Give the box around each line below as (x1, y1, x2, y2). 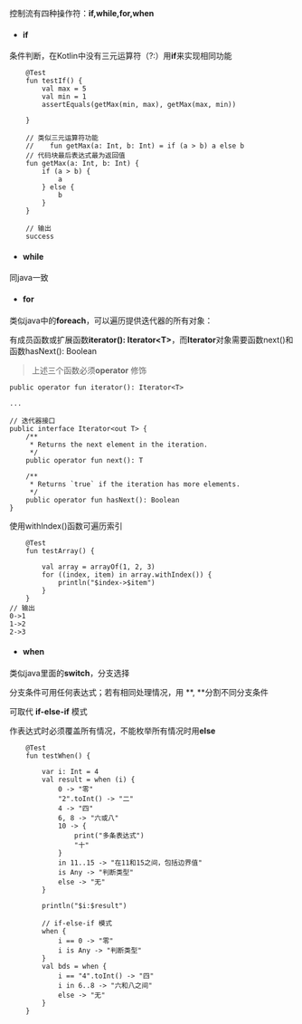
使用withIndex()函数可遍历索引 (9, 520, 124, 531)
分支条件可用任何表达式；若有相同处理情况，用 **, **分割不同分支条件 (9, 686, 269, 697)
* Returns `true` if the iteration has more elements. (29, 479, 241, 489)
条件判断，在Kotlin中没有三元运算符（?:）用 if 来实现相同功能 (9, 51, 232, 62)
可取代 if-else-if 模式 (9, 705, 88, 717)
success (25, 232, 54, 242)
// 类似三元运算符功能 (25, 134, 99, 143)
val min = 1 (42, 92, 88, 101)
